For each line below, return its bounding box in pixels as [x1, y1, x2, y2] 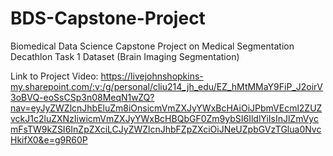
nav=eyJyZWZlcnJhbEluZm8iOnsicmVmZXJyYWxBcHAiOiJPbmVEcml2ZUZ [10, 102, 323, 114]
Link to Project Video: [10, 70, 99, 82]
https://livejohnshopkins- [100, 70, 204, 82]
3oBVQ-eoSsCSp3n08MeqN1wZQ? [10, 91, 155, 103]
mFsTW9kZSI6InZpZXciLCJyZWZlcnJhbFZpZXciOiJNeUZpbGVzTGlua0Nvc [10, 123, 322, 135]
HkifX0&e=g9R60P [10, 133, 88, 146]
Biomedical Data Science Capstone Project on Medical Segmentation [10, 40, 295, 52]
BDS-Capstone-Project [10, 7, 206, 30]
